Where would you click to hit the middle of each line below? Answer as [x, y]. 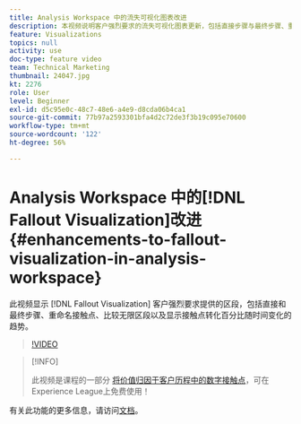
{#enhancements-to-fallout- [118, 239]
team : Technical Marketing [60, 68]
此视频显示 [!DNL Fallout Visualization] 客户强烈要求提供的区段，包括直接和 [148, 303]
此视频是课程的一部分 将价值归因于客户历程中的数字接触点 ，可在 [150, 380]
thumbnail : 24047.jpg [50, 76]
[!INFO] [45, 361]
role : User [30, 92]
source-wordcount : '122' [56, 134]
